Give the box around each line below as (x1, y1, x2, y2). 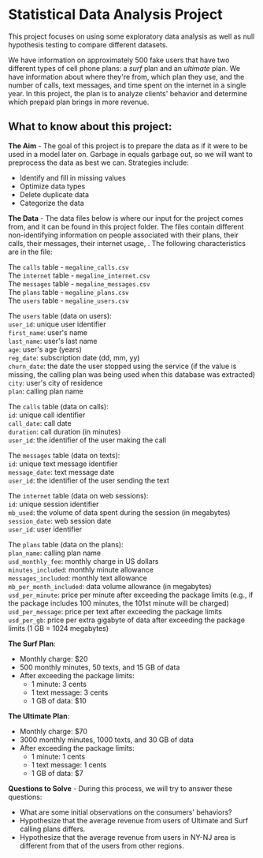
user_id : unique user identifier (8, 319, 106, 329)
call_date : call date (8, 418, 72, 427)
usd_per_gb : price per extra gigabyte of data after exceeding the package (8, 615, 246, 625)
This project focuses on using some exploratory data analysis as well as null (8, 32, 255, 41)
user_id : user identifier (8, 524, 83, 534)
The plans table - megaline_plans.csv (8, 287, 129, 297)
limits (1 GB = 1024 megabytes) (8, 623, 109, 632)
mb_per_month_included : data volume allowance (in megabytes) (8, 581, 212, 591)
